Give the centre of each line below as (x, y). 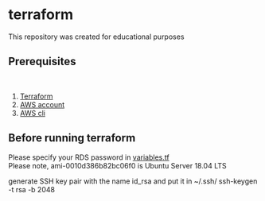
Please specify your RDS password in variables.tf (89, 157)
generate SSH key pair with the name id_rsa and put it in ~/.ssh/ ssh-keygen (133, 181)
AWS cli (33, 113)
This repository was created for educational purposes (96, 37)
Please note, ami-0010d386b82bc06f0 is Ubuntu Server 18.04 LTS (117, 165)
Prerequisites (42, 62)
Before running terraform (72, 138)
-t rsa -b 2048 (32, 189)
